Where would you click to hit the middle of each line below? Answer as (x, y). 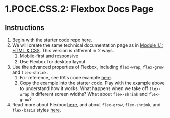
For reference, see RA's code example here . (66, 78)
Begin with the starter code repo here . (52, 40)
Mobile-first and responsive (49, 56)
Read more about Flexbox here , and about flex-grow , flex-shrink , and (86, 105)
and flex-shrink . (30, 72)
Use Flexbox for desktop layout (53, 61)
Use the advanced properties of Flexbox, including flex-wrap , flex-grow (88, 67)
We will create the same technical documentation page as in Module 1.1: (88, 45)
